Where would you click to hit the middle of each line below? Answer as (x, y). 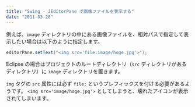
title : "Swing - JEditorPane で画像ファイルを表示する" (70, 11)
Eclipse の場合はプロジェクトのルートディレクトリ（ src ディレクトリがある (96, 64)
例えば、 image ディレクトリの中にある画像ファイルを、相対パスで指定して (95, 34)
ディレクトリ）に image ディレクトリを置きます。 (65, 72)
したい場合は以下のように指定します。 (57, 41)
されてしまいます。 (29, 98)
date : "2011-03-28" (30, 17)
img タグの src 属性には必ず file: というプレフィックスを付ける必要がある (95, 84)
